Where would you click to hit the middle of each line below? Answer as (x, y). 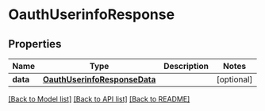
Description (186, 66)
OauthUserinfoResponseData (99, 79)
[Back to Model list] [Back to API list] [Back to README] (99, 99)
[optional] (234, 79)
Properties (35, 44)
